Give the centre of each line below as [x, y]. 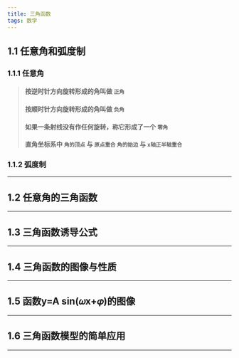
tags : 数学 [22, 21]
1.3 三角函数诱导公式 [53, 232]
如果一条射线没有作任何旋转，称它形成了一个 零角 [96, 127]
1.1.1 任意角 [26, 73]
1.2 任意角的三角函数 [53, 198]
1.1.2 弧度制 [27, 164]
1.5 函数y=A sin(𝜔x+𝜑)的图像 [71, 301]
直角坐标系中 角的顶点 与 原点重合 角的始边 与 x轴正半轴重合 [103, 144]
